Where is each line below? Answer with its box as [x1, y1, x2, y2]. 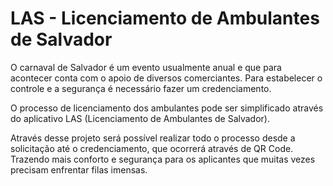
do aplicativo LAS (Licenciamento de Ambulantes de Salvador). [10, 112, 270, 124]
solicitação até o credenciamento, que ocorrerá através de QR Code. [10, 142, 294, 154]
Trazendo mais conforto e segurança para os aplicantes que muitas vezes [10, 153, 316, 165]
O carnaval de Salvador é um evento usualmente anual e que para [10, 61, 282, 73]
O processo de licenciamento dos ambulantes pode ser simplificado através [10, 102, 324, 114]
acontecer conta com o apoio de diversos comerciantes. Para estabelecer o [10, 72, 323, 84]
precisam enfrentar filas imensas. [10, 163, 148, 176]
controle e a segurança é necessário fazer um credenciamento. [10, 82, 272, 94]
